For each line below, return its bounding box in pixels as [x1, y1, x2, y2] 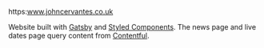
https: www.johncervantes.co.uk [8, 7, 114, 16]
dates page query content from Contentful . [8, 31, 150, 40]
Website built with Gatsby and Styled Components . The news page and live [8, 22, 257, 31]
